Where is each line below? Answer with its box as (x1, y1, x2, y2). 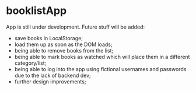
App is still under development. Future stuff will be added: (6, 23, 145, 30)
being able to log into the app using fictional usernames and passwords (14, 65, 187, 72)
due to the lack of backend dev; (14, 72, 92, 79)
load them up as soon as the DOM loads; (14, 41, 113, 48)
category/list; (14, 60, 47, 66)
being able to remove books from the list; (14, 47, 114, 54)
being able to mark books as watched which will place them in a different (14, 53, 190, 60)
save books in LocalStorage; (14, 34, 83, 41)
